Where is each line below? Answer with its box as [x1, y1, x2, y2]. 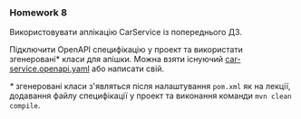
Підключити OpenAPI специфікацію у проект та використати [9, 44, 243, 55]
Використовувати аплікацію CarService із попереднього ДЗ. [9, 27, 243, 38]
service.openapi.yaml [9, 63, 91, 74]
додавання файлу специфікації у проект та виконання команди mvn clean [9, 90, 292, 101]
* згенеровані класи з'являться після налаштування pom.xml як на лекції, [9, 81, 291, 92]
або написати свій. [92, 63, 165, 74]
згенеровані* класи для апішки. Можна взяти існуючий [9, 54, 224, 65]
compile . [9, 100, 41, 111]
